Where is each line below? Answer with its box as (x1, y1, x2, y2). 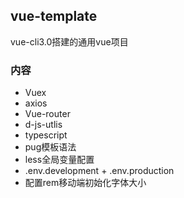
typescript (24, 129, 68, 141)
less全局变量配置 (24, 154, 95, 166)
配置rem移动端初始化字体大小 (24, 177, 147, 189)
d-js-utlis (24, 119, 63, 131)
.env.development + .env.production (24, 165, 175, 177)
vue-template (10, 8, 98, 25)
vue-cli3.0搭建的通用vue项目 (10, 35, 129, 48)
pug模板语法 (24, 141, 77, 153)
